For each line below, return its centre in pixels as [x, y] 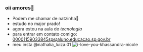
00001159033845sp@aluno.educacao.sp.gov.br [61, 39]
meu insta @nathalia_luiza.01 [42, 45]
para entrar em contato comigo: [45, 34]
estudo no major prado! [36, 24]
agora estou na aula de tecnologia [47, 29]
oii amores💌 [20, 8]
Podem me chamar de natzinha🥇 [46, 19]
